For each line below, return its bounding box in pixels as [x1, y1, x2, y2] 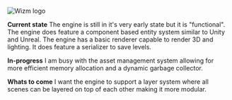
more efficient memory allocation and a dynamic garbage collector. [7, 64, 203, 72]
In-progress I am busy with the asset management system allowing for [7, 56, 214, 65]
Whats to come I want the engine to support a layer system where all [7, 77, 209, 86]
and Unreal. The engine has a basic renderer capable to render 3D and [7, 35, 214, 44]
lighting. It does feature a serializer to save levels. [7, 43, 152, 51]
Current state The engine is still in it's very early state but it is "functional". [7, 20, 226, 28]
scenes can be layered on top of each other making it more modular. [7, 85, 207, 93]
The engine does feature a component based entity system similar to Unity [7, 28, 225, 36]
